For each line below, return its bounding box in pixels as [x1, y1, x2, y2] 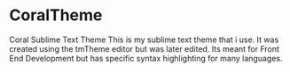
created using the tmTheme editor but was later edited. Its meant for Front [9, 43, 279, 54]
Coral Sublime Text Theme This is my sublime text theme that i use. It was [9, 34, 279, 45]
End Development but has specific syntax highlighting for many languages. [9, 53, 283, 63]
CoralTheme [9, 5, 103, 25]
